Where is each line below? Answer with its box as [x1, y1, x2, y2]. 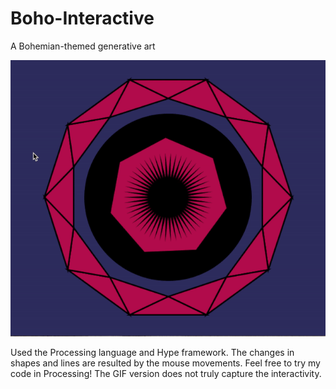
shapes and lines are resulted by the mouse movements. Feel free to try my [10, 357, 321, 369]
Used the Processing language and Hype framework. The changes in [10, 346, 295, 358]
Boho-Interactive [10, 7, 155, 30]
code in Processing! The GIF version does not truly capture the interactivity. [10, 367, 322, 379]
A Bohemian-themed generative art [10, 40, 156, 52]
